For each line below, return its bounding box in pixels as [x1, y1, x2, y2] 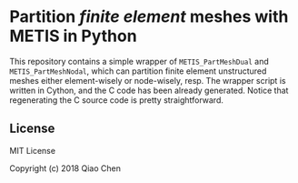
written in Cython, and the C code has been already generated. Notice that [9, 85, 289, 96]
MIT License [9, 145, 56, 156]
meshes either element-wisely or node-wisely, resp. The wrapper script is [9, 75, 286, 86]
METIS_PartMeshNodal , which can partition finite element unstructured [9, 66, 267, 76]
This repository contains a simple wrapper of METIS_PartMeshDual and [9, 56, 270, 66]
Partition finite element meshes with [9, 6, 289, 27]
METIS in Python [9, 25, 138, 46]
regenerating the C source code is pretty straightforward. [9, 94, 224, 106]
